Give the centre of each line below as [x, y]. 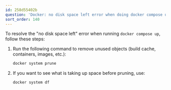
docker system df [31, 82]
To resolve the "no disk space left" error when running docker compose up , [83, 34]
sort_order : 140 [22, 19]
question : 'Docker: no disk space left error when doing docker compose [84, 15]
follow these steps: [25, 39]
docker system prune [34, 64]
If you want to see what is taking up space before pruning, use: [79, 73]
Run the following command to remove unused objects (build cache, [84, 49]
